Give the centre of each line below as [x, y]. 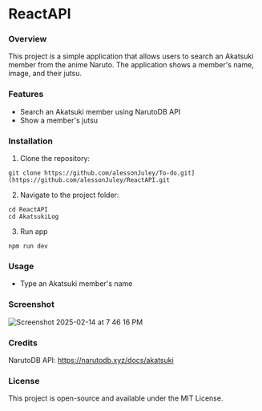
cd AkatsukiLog [34, 217]
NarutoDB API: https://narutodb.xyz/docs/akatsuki [91, 360]
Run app [34, 232]
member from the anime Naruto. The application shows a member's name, [131, 65]
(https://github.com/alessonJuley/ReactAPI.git [89, 180]
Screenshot [31, 304]
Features [26, 95]
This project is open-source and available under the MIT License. [116, 398]
